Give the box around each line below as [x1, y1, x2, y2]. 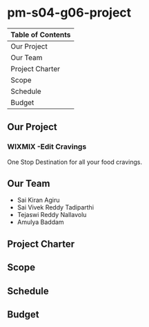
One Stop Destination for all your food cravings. [7, 158, 143, 166]
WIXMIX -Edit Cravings [7, 142, 87, 151]
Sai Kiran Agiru [17, 196, 60, 205]
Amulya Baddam [17, 218, 64, 226]
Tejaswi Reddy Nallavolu [17, 211, 87, 219]
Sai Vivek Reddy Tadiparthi [17, 203, 95, 212]
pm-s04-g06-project [7, 5, 132, 21]
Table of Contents [10, 30, 71, 39]
